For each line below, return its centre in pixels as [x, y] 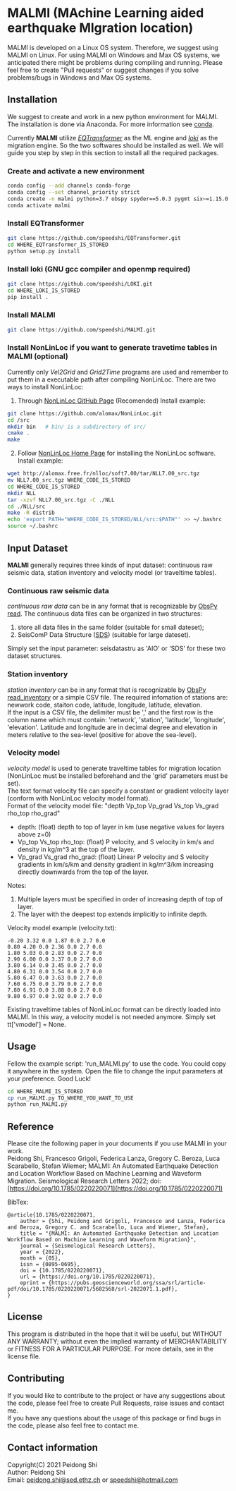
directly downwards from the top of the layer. [83, 872]
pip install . [28, 297]
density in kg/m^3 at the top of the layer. [76, 849]
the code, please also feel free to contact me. [73, 1425]
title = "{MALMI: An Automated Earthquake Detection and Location [119, 1234]
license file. [24, 1356]
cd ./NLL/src [26, 506]
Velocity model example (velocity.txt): [62, 927]
